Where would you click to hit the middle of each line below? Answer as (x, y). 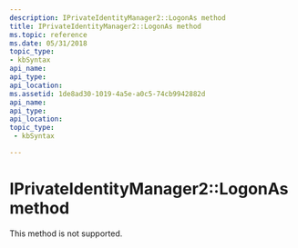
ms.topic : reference (49, 35)
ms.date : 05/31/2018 (49, 43)
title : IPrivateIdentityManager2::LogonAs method (106, 26)
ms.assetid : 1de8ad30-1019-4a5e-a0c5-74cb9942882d (108, 94)
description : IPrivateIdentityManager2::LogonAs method (118, 18)
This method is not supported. (66, 233)
